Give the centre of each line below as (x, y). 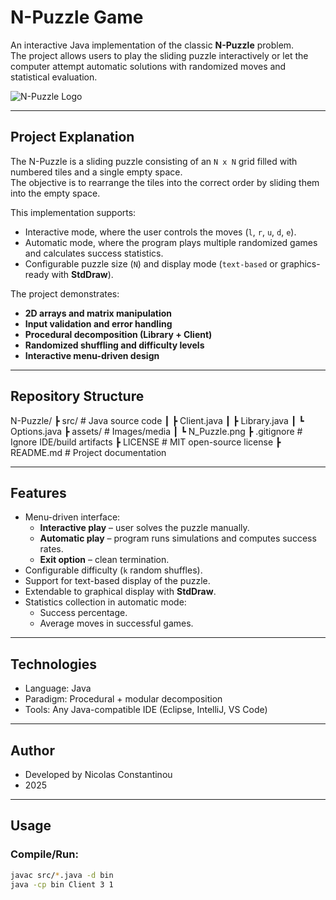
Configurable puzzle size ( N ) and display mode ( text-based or (151, 263)
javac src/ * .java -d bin (62, 875)
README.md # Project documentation (88, 452)
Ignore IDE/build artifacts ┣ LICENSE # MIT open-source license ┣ (146, 442)
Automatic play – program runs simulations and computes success (178, 538)
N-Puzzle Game (77, 17)
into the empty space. (55, 193)
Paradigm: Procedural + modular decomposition (123, 699)
